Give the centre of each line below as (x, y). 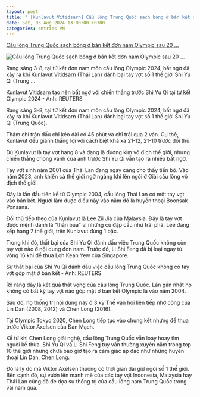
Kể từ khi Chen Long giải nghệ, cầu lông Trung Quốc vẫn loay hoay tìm (93, 338)
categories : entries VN (36, 28)
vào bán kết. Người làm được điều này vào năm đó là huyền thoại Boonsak (97, 201)
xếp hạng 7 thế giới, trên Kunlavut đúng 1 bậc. (62, 231)
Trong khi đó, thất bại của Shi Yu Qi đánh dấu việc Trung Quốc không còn (96, 243)
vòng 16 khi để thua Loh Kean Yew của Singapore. (68, 255)
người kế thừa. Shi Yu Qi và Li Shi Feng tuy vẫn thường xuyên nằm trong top (99, 345)
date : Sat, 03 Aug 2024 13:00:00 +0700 (56, 23)
